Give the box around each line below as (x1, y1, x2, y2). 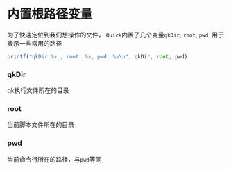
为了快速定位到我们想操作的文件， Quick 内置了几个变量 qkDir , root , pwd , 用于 (7, 31, 224, 39)
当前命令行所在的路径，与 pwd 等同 (7, 155, 102, 163)
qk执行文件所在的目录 (7, 86, 69, 94)
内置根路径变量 (7, 6, 93, 22)
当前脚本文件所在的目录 (7, 121, 74, 129)
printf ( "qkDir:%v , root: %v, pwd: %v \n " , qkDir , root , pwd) (7, 53, 188, 60)
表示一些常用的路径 (7, 39, 62, 47)
